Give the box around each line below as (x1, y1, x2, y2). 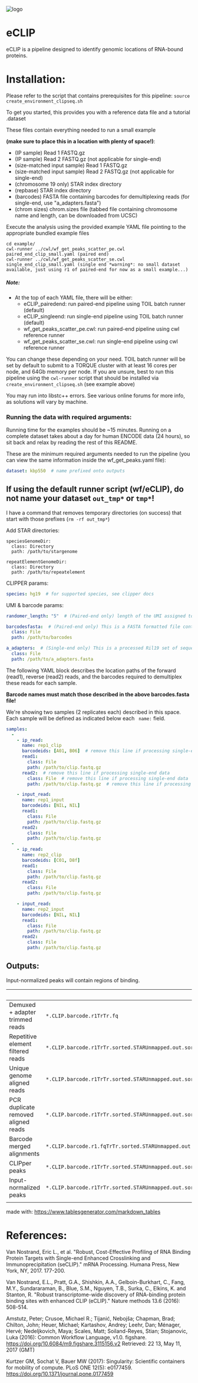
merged (9, 1142, 31, 1150)
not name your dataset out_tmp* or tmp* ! (6, 493, 155, 503)
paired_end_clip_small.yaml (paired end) (6, 251, 110, 257)
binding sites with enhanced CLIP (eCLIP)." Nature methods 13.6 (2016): (6, 1297, 181, 1304)
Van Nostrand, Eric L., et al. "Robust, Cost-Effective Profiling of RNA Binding (6, 1248, 191, 1255)
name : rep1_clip (21, 743, 62, 749)
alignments (9, 1150, 40, 1158)
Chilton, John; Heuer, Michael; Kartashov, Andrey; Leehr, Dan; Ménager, (6, 1321, 181, 1328)
